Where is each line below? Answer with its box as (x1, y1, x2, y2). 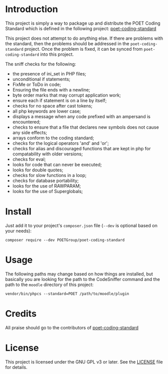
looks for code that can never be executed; (12, 161, 102, 167)
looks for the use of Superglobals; (12, 188, 83, 194)
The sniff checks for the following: (5, 61, 76, 67)
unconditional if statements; (12, 76, 70, 82)
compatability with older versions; (12, 151, 83, 157)
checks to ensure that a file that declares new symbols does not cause (12, 124, 159, 130)
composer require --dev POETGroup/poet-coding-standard (5, 237, 125, 242)
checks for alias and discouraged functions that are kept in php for (12, 145, 151, 151)
